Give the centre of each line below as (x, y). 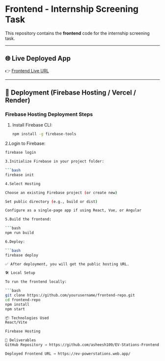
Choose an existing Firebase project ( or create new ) (61, 193)
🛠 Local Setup (20, 273)
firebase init (20, 175)
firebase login (21, 153)
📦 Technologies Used (27, 318)
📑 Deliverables (21, 340)
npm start (15, 309)
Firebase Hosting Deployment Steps (49, 114)
